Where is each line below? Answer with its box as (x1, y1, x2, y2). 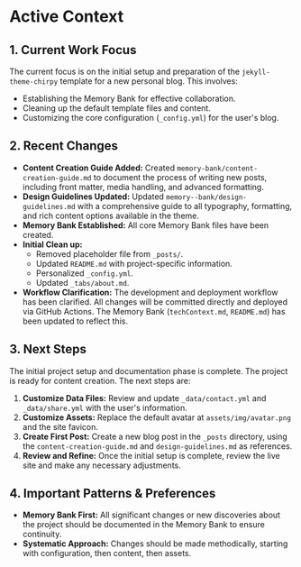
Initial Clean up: (22, 239, 83, 250)
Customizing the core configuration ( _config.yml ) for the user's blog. (22, 113, 279, 123)
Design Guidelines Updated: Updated (22, 191, 165, 202)
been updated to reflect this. (22, 316, 129, 326)
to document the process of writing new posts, (93, 171, 268, 182)
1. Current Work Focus (9, 42, 137, 58)
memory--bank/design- (166, 192, 248, 202)
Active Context (9, 6, 124, 27)
